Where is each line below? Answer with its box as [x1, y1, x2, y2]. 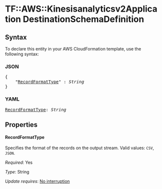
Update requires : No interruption [5, 178, 70, 184]
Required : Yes [5, 159, 33, 166]
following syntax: [5, 51, 39, 57]
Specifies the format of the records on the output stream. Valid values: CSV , [5, 145, 154, 151]
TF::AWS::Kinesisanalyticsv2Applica [5, 3, 158, 15]
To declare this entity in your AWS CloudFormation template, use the [5, 46, 141, 52]
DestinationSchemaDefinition [23, 14, 144, 25]
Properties [5, 120, 38, 129]
